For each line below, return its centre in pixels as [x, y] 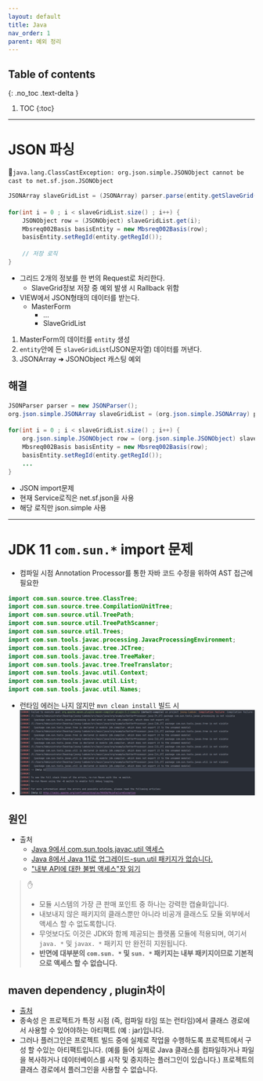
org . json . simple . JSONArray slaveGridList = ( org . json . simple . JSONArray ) [129, 414]
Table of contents [52, 74]
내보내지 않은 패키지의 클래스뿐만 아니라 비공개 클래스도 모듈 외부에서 [144, 914]
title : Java [27, 25]
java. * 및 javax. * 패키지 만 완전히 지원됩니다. [113, 944]
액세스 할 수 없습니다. [86, 963]
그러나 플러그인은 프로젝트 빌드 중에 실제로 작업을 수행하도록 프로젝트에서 [131, 1040]
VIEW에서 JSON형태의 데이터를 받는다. [79, 298]
